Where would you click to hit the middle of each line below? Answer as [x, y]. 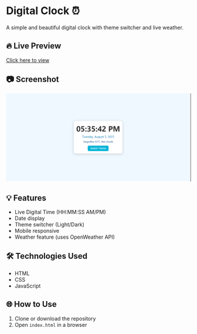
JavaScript [28, 286]
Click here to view [28, 60]
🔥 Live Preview [34, 46]
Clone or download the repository [55, 318]
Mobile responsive [37, 231]
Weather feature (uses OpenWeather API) [65, 237]
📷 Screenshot [33, 80]
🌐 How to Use [31, 304]
